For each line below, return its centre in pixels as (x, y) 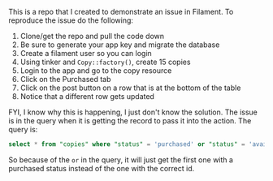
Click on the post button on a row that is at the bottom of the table (130, 88)
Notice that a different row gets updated (87, 96)
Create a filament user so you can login (86, 53)
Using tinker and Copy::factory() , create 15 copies (105, 62)
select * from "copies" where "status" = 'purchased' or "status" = (127, 144)
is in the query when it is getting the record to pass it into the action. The (130, 121)
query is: (23, 129)
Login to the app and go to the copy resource (96, 71)
